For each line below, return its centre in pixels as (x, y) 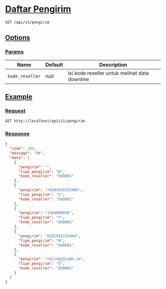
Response (17, 134)
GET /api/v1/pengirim (27, 22)
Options (18, 38)
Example (19, 97)
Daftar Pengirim (38, 9)
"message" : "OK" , (27, 153)
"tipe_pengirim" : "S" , (41, 194)
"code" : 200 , (23, 149)
